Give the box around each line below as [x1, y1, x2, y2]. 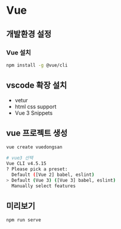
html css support [14, 103, 57, 110]
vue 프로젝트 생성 [6, 128, 68, 138]
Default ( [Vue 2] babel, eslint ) [11, 172, 95, 178]
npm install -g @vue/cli [6, 62, 68, 68]
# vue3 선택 [6, 155, 33, 161]
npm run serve [6, 217, 42, 223]
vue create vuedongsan [6, 144, 63, 150]
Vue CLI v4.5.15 [6, 161, 46, 167]
